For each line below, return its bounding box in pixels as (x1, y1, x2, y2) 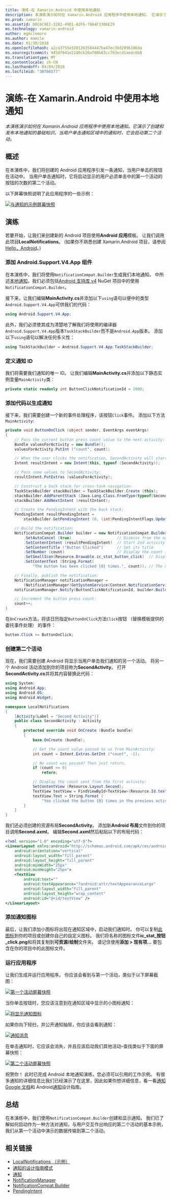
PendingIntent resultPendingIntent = (14, 512, 95, 517)
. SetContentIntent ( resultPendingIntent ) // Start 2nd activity (23, 540, 165, 545)
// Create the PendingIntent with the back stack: (14, 507, 124, 513)
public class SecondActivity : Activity (14, 719, 101, 724)
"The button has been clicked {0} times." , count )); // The (32, 564, 163, 569)
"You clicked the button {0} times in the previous (41, 798, 154, 803)
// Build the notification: (14, 526, 74, 531)
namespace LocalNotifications (5, 704, 70, 709)
